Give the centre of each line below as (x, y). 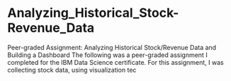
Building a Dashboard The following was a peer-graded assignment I (107, 55)
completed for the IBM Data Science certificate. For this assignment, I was (116, 62)
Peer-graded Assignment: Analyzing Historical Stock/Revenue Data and (112, 47)
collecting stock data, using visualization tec (72, 70)
